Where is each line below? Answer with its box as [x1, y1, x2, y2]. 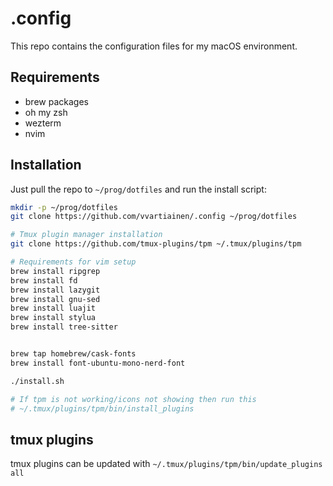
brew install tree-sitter [10, 322, 118, 332]
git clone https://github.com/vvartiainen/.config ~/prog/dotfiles [10, 212, 298, 222]
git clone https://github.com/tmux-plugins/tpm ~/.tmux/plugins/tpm [10, 239, 302, 249]
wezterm [24, 117, 62, 129]
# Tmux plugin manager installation [10, 230, 163, 240]
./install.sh [10, 376, 65, 386]
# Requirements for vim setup [10, 257, 137, 267]
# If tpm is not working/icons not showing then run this [10, 394, 257, 404]
